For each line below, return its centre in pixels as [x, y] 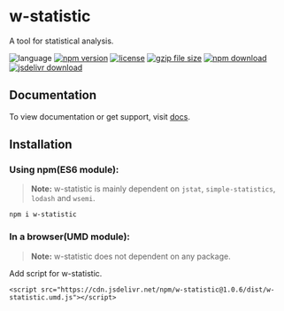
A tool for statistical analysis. [61, 41]
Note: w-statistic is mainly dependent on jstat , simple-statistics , [153, 189]
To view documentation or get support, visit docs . [100, 116]
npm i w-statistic [43, 214]
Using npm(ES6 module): [64, 170]
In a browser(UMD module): [70, 237]
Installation [41, 145]
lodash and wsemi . [63, 198]
